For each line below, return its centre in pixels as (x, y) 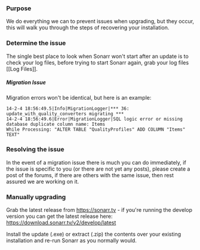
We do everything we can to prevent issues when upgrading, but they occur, (100, 21)
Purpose (19, 8)
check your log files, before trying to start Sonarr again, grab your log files (98, 62)
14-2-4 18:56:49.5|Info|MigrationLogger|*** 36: (68, 109)
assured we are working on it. (43, 181)
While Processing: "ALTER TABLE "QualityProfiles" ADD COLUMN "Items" (96, 129)
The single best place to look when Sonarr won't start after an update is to (98, 56)
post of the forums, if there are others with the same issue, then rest (90, 175)
